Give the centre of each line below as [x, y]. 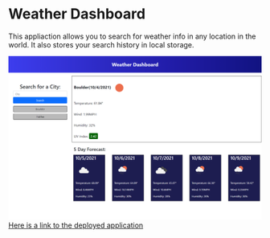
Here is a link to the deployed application [76, 225]
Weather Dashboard [77, 14]
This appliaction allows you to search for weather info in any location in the [132, 36]
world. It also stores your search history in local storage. [101, 44]
